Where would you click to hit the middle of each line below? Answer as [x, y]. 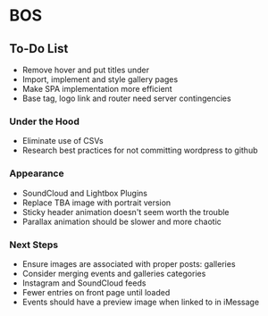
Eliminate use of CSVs [63, 141]
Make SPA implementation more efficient [97, 89]
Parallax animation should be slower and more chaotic [121, 221]
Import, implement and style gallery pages [100, 79]
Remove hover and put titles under [86, 70]
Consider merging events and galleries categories [114, 273]
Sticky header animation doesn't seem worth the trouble [126, 212]
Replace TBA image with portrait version [96, 203]
